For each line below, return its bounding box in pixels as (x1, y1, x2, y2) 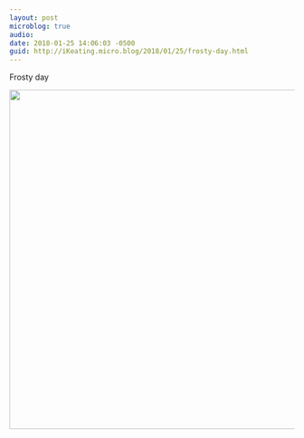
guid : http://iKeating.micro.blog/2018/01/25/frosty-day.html (9, 47, 249, 56)
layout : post (9, 13, 59, 23)
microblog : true (9, 22, 71, 31)
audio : (9, 30, 34, 39)
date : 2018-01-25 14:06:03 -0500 (9, 38, 136, 48)
